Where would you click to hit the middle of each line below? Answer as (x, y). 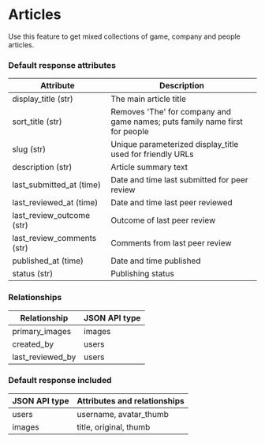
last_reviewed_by (44, 357)
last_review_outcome (51, 216)
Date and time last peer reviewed (171, 203)
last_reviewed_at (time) (55, 203)
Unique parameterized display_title (174, 145)
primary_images (42, 331)
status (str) (33, 274)
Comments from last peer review (171, 243)
